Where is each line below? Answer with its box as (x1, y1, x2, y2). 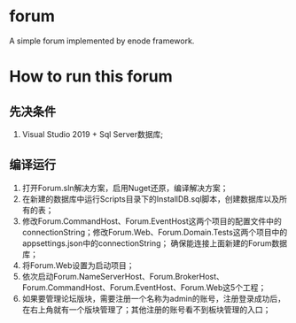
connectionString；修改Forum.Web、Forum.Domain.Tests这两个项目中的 (21, 227, 288, 237)
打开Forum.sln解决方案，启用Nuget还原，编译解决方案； (21, 182, 229, 193)
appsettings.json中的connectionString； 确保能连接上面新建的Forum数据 (21, 237, 288, 249)
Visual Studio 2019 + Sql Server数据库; (21, 128, 164, 139)
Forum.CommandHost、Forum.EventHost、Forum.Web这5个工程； (21, 281, 267, 293)
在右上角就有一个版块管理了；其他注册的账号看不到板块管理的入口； (21, 304, 271, 315)
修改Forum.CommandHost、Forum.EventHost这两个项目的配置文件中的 (21, 215, 282, 227)
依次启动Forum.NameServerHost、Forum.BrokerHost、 (21, 271, 224, 281)
